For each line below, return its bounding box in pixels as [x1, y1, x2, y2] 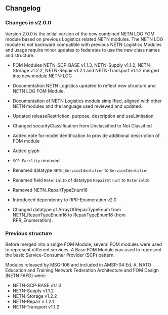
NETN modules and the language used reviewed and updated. [12, 103, 143, 109]
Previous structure [5, 230, 52, 237]
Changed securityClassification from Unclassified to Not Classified [12, 122, 152, 128]
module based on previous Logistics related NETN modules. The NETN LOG [5, 36, 163, 42]
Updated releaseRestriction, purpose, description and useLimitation [12, 113, 154, 119]
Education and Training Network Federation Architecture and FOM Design [5, 267, 159, 273]
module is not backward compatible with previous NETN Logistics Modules [5, 41, 162, 48]
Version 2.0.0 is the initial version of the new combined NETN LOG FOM [5, 30, 155, 37]
